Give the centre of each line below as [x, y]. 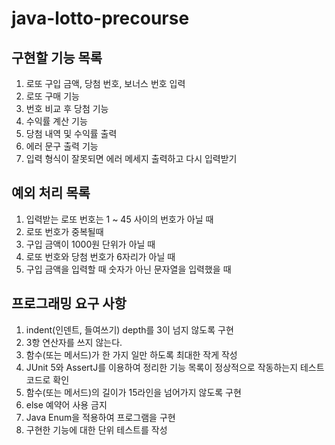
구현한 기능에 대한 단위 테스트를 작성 [96, 429]
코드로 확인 [47, 379]
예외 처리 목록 [51, 193]
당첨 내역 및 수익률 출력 [71, 133]
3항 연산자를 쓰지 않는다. [74, 342]
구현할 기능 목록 [57, 57]
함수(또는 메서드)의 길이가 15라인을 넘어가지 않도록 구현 [133, 392]
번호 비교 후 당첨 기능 [67, 108]
